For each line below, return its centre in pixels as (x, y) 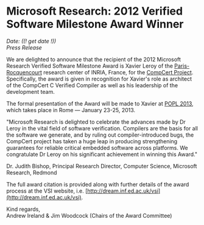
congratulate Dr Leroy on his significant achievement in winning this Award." (102, 154)
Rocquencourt (24, 72)
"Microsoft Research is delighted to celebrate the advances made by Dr (96, 122)
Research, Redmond (32, 173)
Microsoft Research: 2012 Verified (95, 11)
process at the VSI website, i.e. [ (47, 191)
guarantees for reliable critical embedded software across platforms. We (97, 148)
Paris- (182, 66)
